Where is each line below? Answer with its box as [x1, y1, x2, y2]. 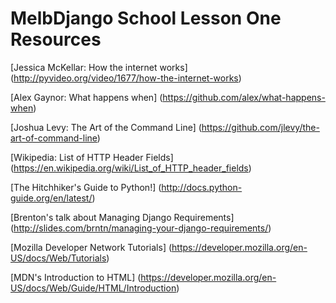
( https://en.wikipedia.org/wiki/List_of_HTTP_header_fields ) [10, 162, 252, 174]
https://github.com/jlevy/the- [201, 121, 320, 133]
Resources [10, 28, 102, 51]
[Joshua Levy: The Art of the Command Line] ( [10, 121, 202, 133]
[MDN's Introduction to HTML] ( [10, 271, 142, 283]
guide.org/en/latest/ [10, 192, 93, 204]
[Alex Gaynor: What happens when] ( [10, 91, 163, 103]
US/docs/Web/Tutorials [10, 252, 107, 264]
